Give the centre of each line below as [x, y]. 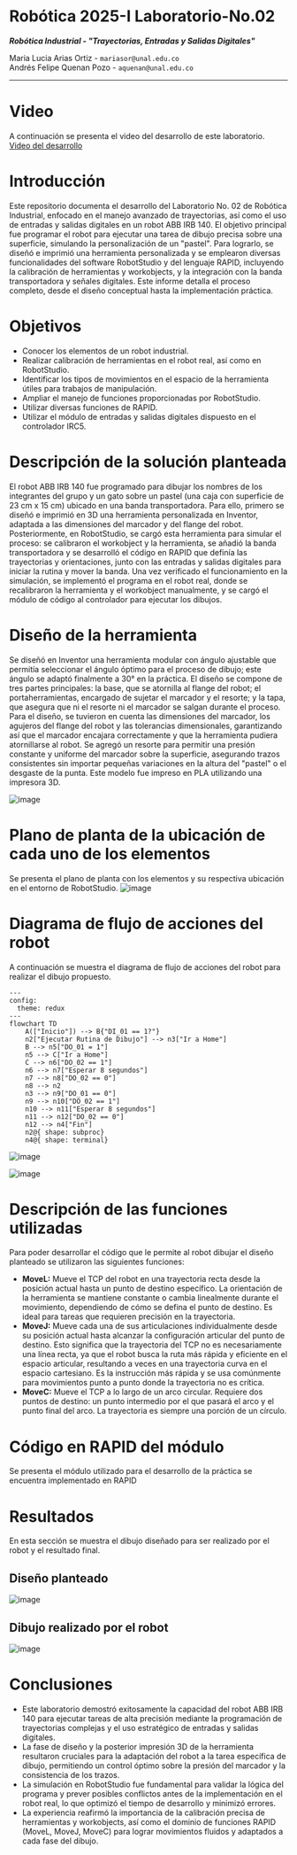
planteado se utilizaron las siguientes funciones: [97, 1262]
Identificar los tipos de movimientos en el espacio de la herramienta [145, 379]
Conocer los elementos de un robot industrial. [105, 351]
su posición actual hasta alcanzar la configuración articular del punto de [153, 1336]
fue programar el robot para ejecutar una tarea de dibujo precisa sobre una [146, 234]
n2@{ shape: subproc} [65, 1132]
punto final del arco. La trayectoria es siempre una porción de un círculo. [154, 1411]
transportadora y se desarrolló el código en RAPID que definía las [128, 552]
